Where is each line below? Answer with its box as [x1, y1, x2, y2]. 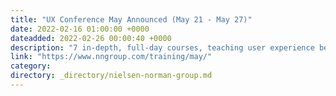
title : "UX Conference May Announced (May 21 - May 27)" [10, 14, 253, 25]
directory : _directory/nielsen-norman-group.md [10, 71, 213, 81]
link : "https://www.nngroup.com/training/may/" [10, 52, 213, 62]
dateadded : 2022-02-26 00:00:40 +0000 [10, 33, 172, 43]
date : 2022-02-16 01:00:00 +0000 [10, 24, 150, 34]
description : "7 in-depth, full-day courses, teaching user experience [10, 42, 315, 53]
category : [10, 61, 52, 71]
